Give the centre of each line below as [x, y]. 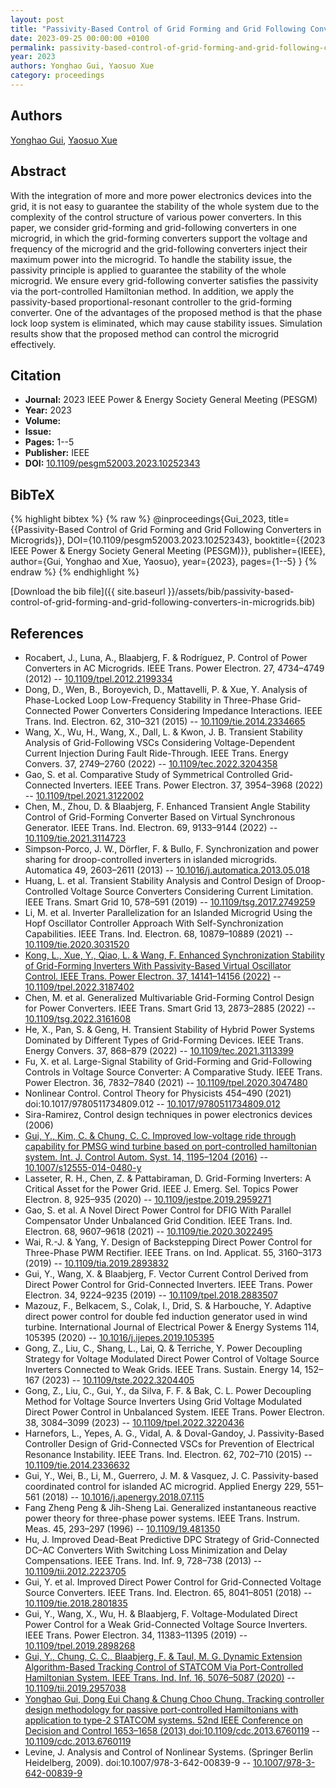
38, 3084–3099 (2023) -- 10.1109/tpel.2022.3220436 [134, 1422]
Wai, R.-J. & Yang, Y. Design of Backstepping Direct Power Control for [168, 1242]
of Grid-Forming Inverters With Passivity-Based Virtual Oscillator [158, 965]
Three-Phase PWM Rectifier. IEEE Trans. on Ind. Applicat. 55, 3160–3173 [173, 1252]
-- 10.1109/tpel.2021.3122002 [84, 795]
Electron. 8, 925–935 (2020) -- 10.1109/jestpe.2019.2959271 [148, 1199]
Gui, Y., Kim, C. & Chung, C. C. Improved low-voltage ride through [160, 1135]
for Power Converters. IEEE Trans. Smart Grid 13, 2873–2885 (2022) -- [170, 1008]
